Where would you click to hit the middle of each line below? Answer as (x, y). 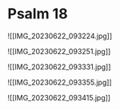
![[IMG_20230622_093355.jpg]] (60, 82)
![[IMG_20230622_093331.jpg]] (59, 67)
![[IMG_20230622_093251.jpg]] (59, 51)
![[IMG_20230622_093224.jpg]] (60, 36)
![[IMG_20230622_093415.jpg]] (59, 97)
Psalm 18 (38, 14)
